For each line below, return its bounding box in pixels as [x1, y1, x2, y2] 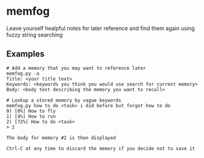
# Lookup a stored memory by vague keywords [6, 97, 122, 103]
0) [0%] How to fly [6, 108, 56, 114]
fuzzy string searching [6, 31, 63, 38]
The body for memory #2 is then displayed [6, 135, 116, 141]
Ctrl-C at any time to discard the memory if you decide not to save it [6, 145, 195, 151]
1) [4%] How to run [6, 113, 56, 119]
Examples [6, 49, 45, 59]
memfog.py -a [6, 70, 40, 77]
